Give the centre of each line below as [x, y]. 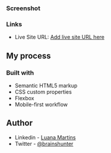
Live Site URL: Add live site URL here [60, 37]
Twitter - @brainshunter [44, 144]
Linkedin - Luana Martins [45, 137]
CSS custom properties [43, 92]
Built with [20, 72]
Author [19, 123]
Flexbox [24, 98]
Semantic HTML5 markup [46, 85]
